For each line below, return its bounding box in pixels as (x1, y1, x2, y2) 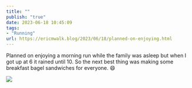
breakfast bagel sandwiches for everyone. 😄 (6, 65, 116, 71)
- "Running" (6, 31, 35, 36)
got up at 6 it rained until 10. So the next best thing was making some (6, 58, 174, 65)
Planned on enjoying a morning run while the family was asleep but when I (6, 52, 187, 59)
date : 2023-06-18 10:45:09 (6, 19, 72, 25)
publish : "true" (6, 14, 46, 20)
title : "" (6, 8, 31, 15)
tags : (6, 25, 19, 31)
